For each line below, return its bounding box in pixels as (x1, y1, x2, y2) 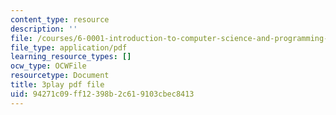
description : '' (10, 24, 78, 34)
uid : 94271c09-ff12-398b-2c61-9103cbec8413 (10, 89, 195, 99)
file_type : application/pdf (10, 42, 128, 53)
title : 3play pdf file (10, 80, 105, 90)
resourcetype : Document (10, 71, 110, 81)
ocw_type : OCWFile (10, 61, 87, 71)
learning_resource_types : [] (10, 52, 132, 62)
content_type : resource (10, 14, 110, 25)
